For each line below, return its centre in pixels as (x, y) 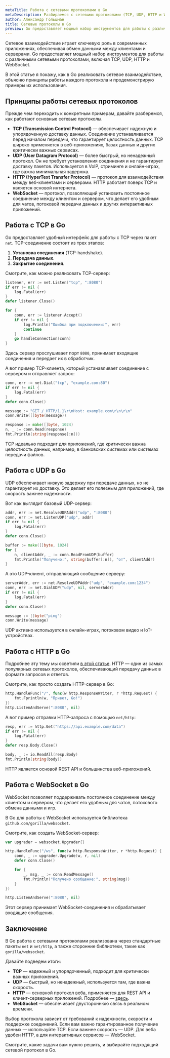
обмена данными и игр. (31, 808)
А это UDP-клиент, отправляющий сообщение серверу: (65, 574)
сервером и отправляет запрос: (40, 374)
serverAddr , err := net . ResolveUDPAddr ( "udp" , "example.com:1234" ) (78, 583)
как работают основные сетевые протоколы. (54, 119)
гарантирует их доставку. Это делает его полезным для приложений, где (85, 488)
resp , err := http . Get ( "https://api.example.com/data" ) (65, 727)
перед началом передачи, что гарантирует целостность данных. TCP (88, 139)
